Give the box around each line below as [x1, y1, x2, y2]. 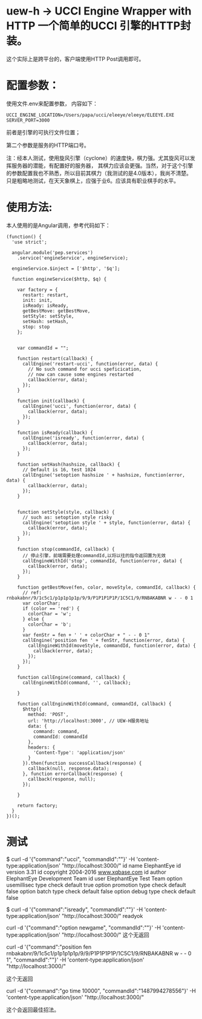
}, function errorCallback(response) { [22, 770, 123, 777]
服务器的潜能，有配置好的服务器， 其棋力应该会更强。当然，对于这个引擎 [11, 162, 194, 169]
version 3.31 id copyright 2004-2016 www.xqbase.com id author [6, 868, 166, 876]
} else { [22, 616, 45, 622]
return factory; [17, 802, 59, 808]
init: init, [22, 297, 53, 303]
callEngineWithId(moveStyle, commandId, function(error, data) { [28, 643, 197, 649]
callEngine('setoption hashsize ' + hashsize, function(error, [22, 472, 186, 478]
